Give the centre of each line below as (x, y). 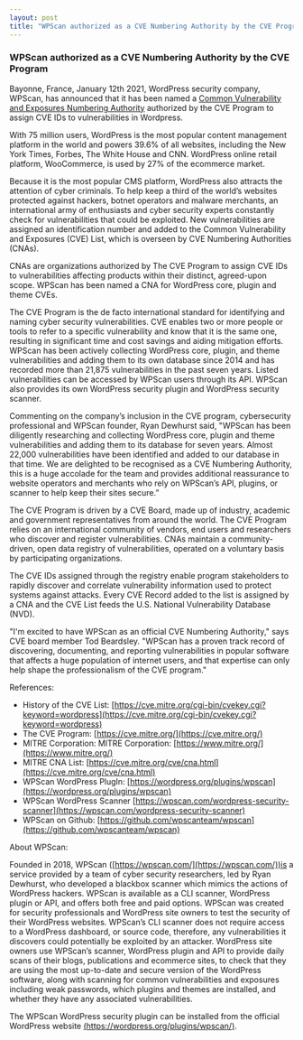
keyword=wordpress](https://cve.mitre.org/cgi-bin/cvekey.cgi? (139, 714)
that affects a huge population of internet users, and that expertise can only (150, 660)
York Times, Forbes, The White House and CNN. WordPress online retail (143, 153)
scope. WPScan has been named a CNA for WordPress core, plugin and (143, 284)
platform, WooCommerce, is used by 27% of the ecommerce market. (138, 163)
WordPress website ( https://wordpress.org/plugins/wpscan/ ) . (123, 1026)
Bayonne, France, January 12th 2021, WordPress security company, (135, 88)
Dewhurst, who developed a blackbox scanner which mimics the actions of (149, 883)
